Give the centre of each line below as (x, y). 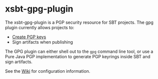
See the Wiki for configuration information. (48, 71)
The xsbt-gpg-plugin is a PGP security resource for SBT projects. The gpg (79, 22)
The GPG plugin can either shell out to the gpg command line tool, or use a (79, 51)
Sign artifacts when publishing (43, 42)
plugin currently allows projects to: (40, 27)
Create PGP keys (29, 37)
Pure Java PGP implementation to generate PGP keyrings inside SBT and (78, 56)
